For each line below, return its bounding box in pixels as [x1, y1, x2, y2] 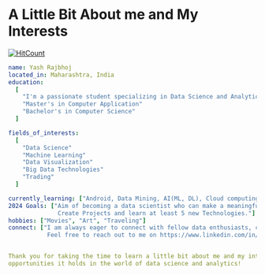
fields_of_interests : [8, 128, 80, 137]
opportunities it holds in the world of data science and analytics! [8, 260, 242, 268]
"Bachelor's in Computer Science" [22, 108, 136, 116]
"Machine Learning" [22, 151, 87, 159]
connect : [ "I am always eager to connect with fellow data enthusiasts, [8, 224, 252, 232]
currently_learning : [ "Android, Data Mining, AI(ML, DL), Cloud [8, 195, 224, 203]
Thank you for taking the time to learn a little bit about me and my [8, 252, 245, 261]
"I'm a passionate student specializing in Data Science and [22, 93, 227, 101]
